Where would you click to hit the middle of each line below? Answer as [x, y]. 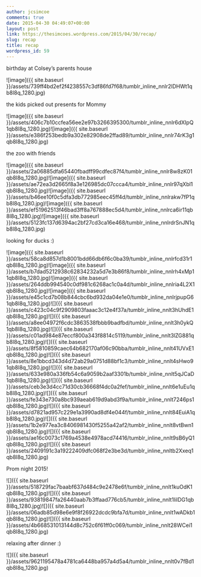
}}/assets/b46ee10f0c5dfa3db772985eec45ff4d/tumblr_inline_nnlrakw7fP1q [100, 197]
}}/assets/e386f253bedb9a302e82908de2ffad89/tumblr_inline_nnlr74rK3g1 [100, 135]
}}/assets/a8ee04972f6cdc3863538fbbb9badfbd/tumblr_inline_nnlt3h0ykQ [100, 322]
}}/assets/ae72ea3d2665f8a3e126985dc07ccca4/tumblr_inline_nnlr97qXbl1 [100, 184]
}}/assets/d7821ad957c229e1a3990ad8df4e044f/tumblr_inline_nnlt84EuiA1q [101, 412]
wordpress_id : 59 [28, 51]
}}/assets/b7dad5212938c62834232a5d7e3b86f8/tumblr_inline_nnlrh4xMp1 [100, 271]
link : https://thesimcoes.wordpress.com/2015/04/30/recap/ [82, 34]
